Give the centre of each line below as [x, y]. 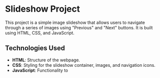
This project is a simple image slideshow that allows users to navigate [75, 22]
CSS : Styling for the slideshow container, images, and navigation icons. [84, 65]
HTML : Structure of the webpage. [46, 60]
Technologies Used [35, 48]
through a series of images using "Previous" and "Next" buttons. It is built [79, 27]
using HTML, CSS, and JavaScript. [40, 33]
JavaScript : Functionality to [40, 70]
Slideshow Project [43, 9]
